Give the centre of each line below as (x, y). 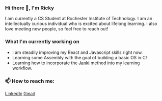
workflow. (22, 68)
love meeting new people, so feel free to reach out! (57, 29)
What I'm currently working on (42, 42)
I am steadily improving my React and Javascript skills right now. (78, 52)
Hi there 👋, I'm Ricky (30, 8)
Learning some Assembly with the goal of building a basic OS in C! (80, 57)
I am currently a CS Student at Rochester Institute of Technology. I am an (79, 19)
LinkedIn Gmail (20, 93)
